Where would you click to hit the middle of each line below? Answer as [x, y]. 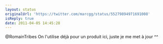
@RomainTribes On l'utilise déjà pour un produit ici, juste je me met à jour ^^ [82, 37]
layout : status [21, 9]
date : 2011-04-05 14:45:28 [33, 23]
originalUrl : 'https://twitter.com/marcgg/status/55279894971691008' [78, 14]
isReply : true [20, 18]
